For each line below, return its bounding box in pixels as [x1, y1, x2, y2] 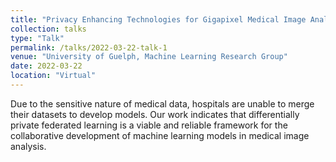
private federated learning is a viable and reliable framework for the [10, 119, 288, 131]
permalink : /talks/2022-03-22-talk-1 [10, 42, 168, 53]
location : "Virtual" [10, 71, 97, 81]
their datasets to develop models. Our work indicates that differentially [10, 108, 300, 120]
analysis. [10, 140, 47, 152]
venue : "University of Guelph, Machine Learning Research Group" [10, 52, 288, 62]
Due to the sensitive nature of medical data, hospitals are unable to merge [10, 97, 315, 110]
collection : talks [10, 24, 87, 34]
